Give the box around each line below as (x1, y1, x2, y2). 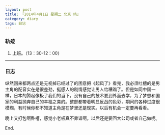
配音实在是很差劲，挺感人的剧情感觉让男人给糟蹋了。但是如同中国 (18, 86, 151, 92)
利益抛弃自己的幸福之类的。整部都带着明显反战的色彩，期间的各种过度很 (13, 99, 160, 105)
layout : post (5, 7, 32, 12)
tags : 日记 (5, 21, 26, 26)
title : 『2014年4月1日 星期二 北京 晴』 (5, 12, 81, 17)
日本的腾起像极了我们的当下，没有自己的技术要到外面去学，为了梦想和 (13, 92, 156, 98)
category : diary (5, 16, 38, 21)
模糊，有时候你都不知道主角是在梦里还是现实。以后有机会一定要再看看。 (5, 105, 151, 110)
